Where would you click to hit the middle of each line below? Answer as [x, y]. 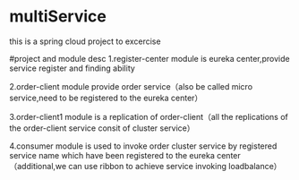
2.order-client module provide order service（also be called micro [131, 86]
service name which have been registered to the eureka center [125, 155]
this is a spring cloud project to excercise [85, 41]
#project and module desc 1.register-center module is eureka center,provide [149, 58]
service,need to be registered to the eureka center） [106, 98]
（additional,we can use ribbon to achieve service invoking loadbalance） [145, 166]
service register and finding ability [73, 68]
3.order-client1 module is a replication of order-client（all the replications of [149, 116]
